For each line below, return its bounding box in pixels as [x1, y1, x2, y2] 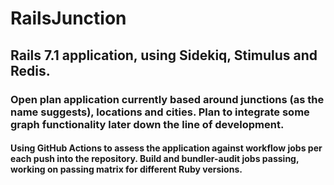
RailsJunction [10, 7, 127, 30]
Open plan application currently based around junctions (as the [10, 92, 325, 106]
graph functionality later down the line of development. [10, 117, 285, 131]
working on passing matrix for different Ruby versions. [10, 163, 243, 176]
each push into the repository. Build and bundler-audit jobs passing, [10, 153, 300, 165]
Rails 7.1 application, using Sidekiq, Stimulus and [10, 47, 318, 64]
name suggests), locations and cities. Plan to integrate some [10, 105, 310, 119]
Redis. [10, 62, 51, 79]
